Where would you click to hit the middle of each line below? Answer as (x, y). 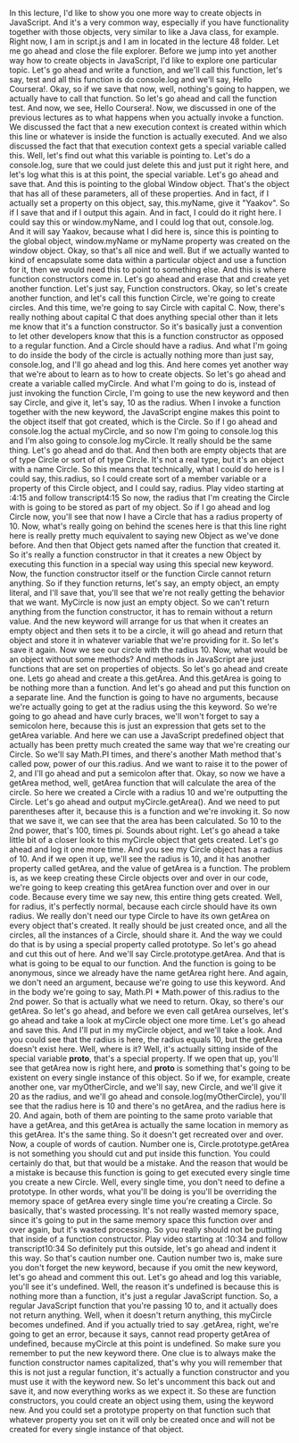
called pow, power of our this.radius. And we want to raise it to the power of (149, 764)
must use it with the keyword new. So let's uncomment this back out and (142, 1382)
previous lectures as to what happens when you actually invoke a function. (146, 117)
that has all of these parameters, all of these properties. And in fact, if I (139, 193)
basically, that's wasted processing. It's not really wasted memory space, (144, 1210)
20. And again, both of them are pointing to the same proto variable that (141, 1116)
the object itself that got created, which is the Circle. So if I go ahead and (144, 421)
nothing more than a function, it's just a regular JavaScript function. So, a (144, 1296)
